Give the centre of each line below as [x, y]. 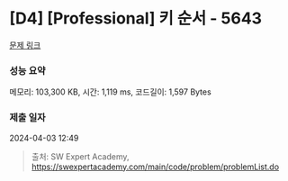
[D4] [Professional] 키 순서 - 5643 [136, 18]
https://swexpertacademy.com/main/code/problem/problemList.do [155, 167]
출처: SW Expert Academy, [80, 156]
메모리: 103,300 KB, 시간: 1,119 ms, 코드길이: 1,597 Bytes [110, 92]
